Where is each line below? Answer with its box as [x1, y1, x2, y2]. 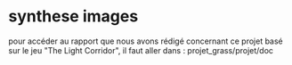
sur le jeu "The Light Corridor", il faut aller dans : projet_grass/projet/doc [8, 45, 273, 55]
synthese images [8, 6, 139, 27]
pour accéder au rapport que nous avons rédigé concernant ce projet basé [8, 36, 284, 46]
